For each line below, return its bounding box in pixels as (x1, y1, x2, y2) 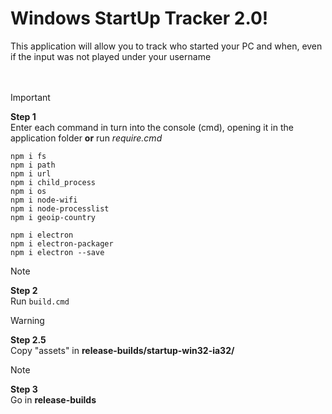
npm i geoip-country (10, 212, 97, 222)
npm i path (10, 160, 56, 170)
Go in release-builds (10, 393, 97, 406)
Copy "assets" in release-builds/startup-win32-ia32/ (10, 344, 235, 356)
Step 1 (10, 110, 37, 122)
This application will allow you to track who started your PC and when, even (10, 40, 323, 52)
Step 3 (10, 383, 38, 395)
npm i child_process (10, 177, 97, 187)
